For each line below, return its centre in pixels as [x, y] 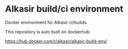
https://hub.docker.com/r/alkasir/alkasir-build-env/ [56, 41]
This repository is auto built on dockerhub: [48, 32]
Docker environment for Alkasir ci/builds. [46, 22]
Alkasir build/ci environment [64, 9]
